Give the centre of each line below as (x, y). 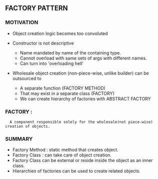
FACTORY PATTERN (37, 8)
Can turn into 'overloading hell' (52, 63)
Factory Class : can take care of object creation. (62, 155)
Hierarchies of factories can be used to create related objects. (76, 171)
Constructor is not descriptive (43, 43)
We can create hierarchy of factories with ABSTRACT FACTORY (85, 98)
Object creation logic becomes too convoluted (60, 33)
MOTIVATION (22, 22)
